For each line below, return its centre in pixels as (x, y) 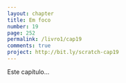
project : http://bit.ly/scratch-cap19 (63, 53)
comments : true (29, 46)
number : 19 (23, 26)
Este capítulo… (28, 72)
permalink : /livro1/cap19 (44, 39)
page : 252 (21, 33)
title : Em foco (29, 20)
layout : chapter (30, 13)
